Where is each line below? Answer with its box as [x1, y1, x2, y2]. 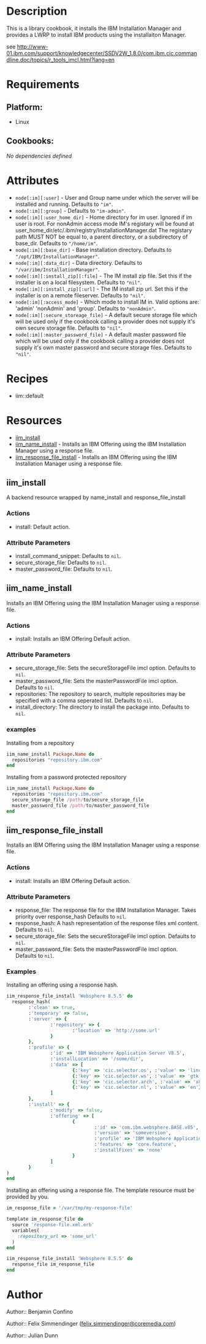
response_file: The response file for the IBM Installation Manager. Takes [15, 906, 196, 914]
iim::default [15, 392, 44, 399]
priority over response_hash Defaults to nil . [15, 913, 127, 920]
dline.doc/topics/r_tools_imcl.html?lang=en [6, 56, 115, 63]
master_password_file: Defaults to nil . [15, 565, 113, 573]
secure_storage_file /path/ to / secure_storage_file [12, 797, 144, 803]
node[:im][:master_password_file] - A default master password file [15, 330, 186, 338]
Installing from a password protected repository [6, 774, 127, 781]
